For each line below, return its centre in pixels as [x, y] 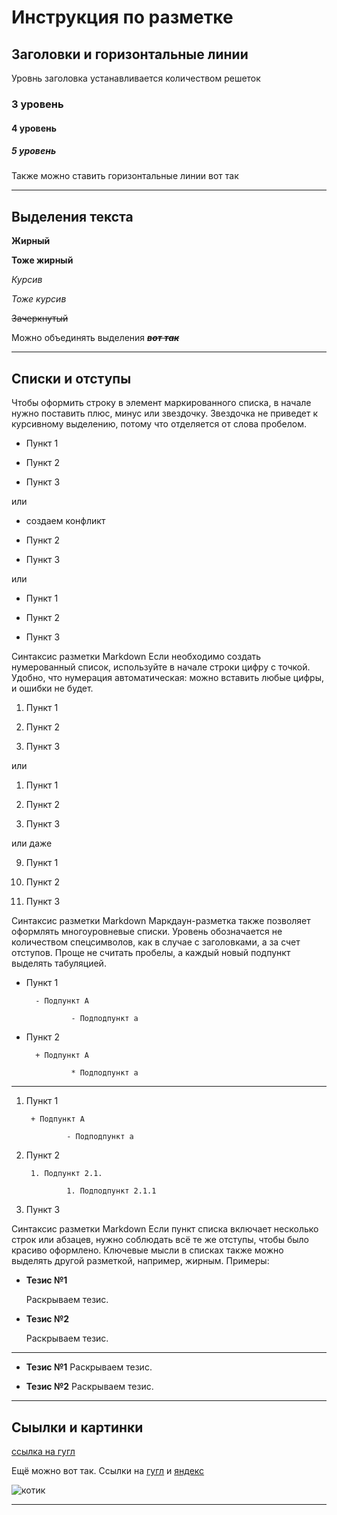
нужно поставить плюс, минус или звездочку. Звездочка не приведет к [164, 413]
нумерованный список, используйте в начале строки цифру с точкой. [161, 667]
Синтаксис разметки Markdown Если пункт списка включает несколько [165, 1229]
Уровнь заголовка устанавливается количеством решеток [136, 78]
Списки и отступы [71, 378]
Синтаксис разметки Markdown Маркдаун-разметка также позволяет [161, 921]
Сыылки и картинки [77, 1427]
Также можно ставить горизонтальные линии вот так [125, 176]
